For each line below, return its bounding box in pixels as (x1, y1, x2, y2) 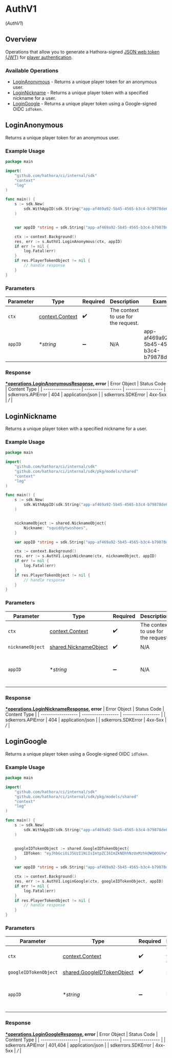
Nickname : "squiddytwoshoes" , (24, 525, 88, 530)
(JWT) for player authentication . (5, 54, 73, 60)
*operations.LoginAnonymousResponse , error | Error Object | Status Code (5, 381, 166, 387)
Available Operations (5, 67, 59, 74)
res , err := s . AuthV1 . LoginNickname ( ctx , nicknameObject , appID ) (14, 553, 157, 559)
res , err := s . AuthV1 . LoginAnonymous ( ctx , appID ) (14, 239, 123, 244)
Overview (5, 35, 37, 44)
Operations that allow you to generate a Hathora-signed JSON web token (5, 48, 160, 55)
